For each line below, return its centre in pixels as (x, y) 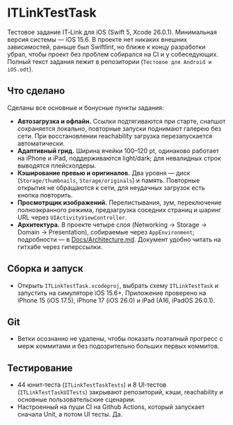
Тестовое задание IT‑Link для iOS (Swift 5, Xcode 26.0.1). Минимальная (112, 32)
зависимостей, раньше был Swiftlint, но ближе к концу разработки (106, 47)
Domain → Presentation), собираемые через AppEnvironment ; (106, 232)
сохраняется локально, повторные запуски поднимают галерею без (119, 128)
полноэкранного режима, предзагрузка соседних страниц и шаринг (119, 209)
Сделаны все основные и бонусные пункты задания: (86, 107)
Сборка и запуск (45, 269)
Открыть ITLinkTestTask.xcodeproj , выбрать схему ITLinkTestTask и (118, 285)
